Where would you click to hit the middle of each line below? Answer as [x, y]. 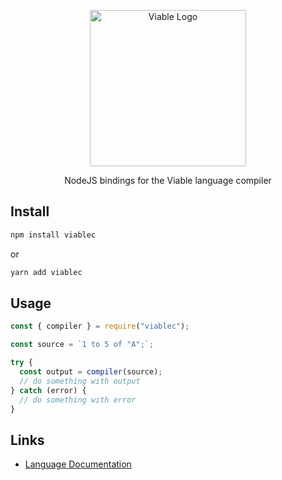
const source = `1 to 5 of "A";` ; [82, 345]
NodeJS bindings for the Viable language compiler [168, 180]
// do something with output [80, 381]
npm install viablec [53, 235]
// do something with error [78, 400]
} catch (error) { [48, 390]
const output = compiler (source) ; [91, 372]
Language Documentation [78, 464]
